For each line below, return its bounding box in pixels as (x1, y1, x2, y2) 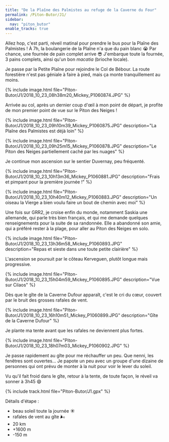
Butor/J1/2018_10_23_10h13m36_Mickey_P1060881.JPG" (5, 173, 121, 180)
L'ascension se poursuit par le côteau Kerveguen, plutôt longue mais (5, 256, 148, 262)
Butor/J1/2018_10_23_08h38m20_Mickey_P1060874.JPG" (5, 92, 123, 98)
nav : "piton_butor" (10, 21, 51, 27)
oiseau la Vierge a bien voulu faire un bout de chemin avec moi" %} (5, 200, 145, 206)
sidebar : (5, 17, 24, 22)
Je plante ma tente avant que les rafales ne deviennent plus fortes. (5, 327, 144, 334)
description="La (123, 123, 157, 129)
